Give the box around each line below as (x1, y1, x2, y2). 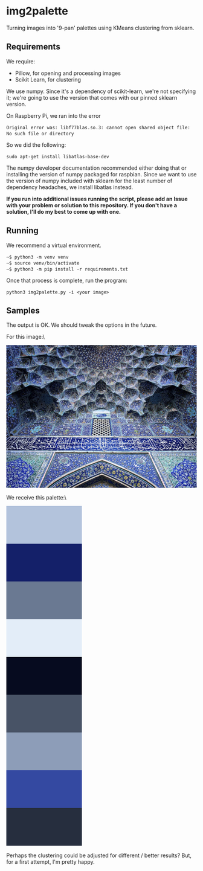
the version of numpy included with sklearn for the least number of (6, 177, 173, 184)
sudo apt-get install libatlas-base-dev (6, 153, 110, 159)
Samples (6, 305, 40, 315)
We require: (6, 57, 35, 65)
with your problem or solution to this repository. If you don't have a (6, 201, 177, 209)
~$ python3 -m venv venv (6, 254, 69, 260)
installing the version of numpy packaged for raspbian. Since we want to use (6, 170, 197, 178)
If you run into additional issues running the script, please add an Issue (6, 195, 188, 202)
